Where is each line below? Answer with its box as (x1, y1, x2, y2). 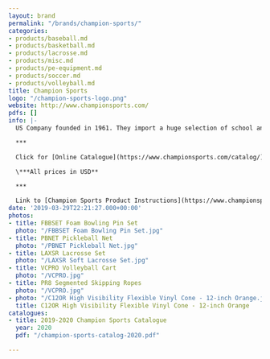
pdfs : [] (8, 109, 38, 118)
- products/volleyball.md (8, 79, 95, 87)
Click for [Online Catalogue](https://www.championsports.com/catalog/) (15, 153, 264, 161)
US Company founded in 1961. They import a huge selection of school (15, 124, 253, 132)
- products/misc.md (8, 57, 74, 65)
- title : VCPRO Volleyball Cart (8, 264, 117, 272)
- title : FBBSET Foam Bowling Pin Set (8, 219, 138, 227)
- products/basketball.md (8, 42, 95, 50)
